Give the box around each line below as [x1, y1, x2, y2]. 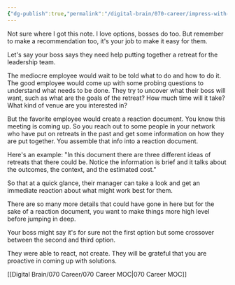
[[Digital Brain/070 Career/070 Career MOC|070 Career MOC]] [7, 270, 187, 278]
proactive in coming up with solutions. [7, 256, 117, 265]
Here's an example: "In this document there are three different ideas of [7, 150, 211, 159]
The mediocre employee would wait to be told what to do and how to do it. [7, 71, 222, 80]
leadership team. [7, 57, 56, 66]
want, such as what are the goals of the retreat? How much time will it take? [7, 94, 225, 102]
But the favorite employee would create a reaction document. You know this [7, 115, 226, 123]
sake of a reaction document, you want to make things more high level [7, 207, 210, 215]
